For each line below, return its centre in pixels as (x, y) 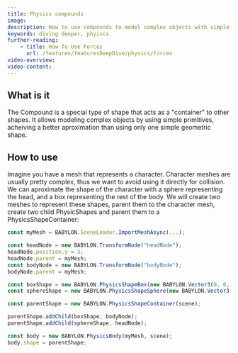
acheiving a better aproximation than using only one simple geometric (109, 128)
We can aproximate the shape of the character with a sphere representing (115, 189)
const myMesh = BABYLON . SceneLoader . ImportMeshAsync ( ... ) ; (96, 232)
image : (17, 21)
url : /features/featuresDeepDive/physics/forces (99, 54)
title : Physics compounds (45, 14)
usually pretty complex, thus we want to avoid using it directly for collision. (116, 182)
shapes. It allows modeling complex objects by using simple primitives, (111, 120)
